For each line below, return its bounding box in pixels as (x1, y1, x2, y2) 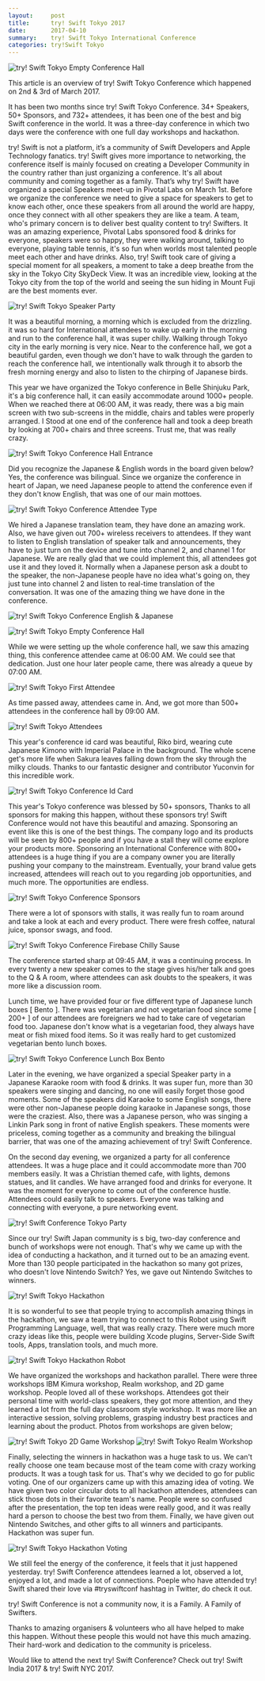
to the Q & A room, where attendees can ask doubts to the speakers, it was (8, 973, 252, 982)
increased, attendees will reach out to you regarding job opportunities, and (8, 869, 252, 879)
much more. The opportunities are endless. (8, 877, 149, 887)
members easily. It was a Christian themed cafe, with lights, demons (8, 1169, 231, 1179)
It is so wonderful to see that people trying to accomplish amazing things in (8, 1307, 254, 1316)
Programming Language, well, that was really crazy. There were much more (8, 1323, 255, 1333)
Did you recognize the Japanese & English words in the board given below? (8, 464, 255, 474)
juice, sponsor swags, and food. (8, 925, 113, 935)
